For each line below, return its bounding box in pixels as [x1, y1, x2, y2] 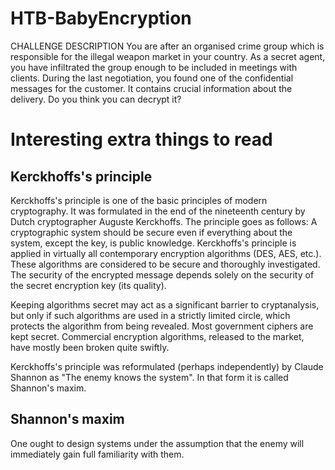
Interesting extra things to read [10, 128, 273, 151]
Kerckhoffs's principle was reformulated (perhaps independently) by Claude [10, 360, 324, 372]
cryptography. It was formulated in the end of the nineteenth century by [10, 205, 306, 217]
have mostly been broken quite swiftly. [10, 341, 170, 353]
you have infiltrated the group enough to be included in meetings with [10, 61, 298, 73]
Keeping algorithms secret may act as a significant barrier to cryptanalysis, [10, 298, 320, 311]
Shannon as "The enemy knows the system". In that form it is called [10, 371, 289, 383]
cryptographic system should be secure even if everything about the [10, 226, 293, 238]
